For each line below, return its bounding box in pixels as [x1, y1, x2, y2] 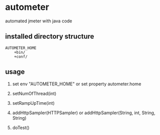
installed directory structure [5, 32, 94, 41]
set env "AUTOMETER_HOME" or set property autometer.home [12, 81, 142, 87]
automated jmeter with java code [5, 18, 73, 24]
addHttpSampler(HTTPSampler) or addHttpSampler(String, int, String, [12, 110, 156, 116]
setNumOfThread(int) [12, 90, 57, 96]
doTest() [12, 125, 30, 131]
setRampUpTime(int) [12, 100, 55, 106]
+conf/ [14, 54, 28, 59]
